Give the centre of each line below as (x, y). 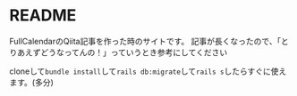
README (43, 16)
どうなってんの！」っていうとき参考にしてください (134, 52)
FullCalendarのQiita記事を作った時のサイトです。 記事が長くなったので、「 (145, 41)
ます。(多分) (31, 82)
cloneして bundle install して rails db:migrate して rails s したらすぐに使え (148, 71)
